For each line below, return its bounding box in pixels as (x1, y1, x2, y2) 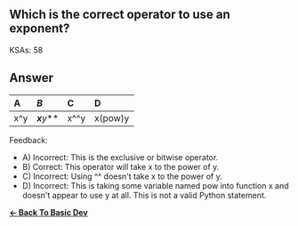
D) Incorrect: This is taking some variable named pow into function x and (21, 180, 289, 190)
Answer (9, 70, 54, 85)
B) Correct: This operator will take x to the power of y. (21, 161, 220, 172)
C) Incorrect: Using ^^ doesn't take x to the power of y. (21, 171, 222, 182)
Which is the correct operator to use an (9, 7, 231, 22)
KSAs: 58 (9, 44, 44, 55)
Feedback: (9, 134, 48, 145)
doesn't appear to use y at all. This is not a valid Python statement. (21, 190, 267, 200)
